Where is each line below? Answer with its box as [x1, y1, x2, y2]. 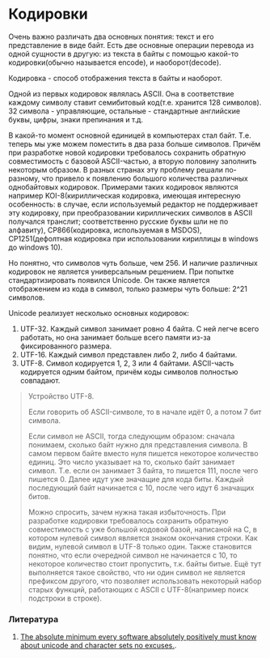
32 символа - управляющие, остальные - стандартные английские [8, 106, 241, 116]
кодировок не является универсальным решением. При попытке [8, 267, 234, 276]
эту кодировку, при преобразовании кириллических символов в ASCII [8, 207, 253, 217]
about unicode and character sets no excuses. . [19, 641, 177, 651]
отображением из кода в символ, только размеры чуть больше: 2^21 [8, 284, 248, 293]
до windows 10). [8, 242, 63, 252]
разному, [8, 173, 40, 183]
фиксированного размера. [19, 341, 112, 351]
